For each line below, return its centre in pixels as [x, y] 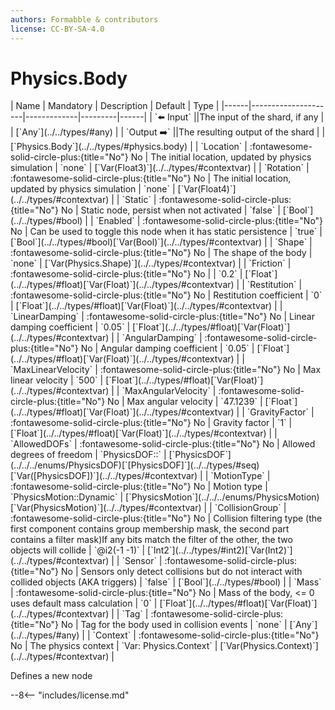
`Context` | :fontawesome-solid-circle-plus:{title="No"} [206, 635]
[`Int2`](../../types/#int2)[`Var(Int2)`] [220, 550]
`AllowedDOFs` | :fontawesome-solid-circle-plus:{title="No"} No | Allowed [163, 444]
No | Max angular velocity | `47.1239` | [185, 402]
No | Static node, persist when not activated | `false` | [171, 210]
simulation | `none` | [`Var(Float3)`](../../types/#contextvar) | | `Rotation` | [160, 168]
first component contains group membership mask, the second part [150, 529]
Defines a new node [51, 676]
